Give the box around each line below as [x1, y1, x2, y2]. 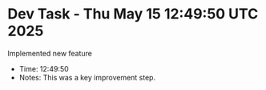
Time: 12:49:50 [18, 63, 69, 73]
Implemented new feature [7, 48, 93, 58]
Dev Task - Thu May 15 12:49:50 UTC [7, 5, 259, 23]
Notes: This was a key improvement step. [18, 72, 156, 82]
